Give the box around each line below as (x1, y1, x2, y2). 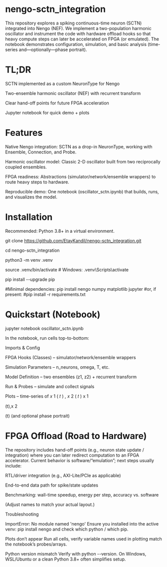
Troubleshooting (5, 511, 39, 517)
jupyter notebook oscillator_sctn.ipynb (5, 325, 84, 331)
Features (5, 127, 43, 138)
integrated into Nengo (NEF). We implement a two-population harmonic (5, 25, 152, 31)
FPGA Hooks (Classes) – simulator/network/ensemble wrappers (5, 354, 136, 360)
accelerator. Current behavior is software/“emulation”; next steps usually (5, 457, 155, 463)
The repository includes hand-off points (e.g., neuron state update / (5, 447, 145, 453)
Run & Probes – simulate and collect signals (5, 383, 95, 389)
